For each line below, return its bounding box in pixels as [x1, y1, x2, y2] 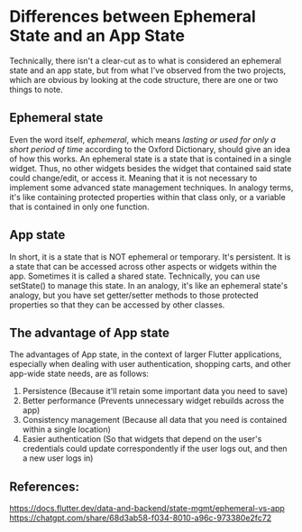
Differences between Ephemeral [9, 6, 257, 27]
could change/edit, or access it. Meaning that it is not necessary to [9, 172, 258, 183]
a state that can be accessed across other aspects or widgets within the [9, 261, 278, 271]
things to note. [9, 84, 63, 95]
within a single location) [22, 424, 111, 435]
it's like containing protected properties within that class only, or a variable [9, 191, 286, 202]
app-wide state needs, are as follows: [9, 368, 150, 380]
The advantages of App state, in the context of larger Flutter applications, [9, 349, 282, 360]
